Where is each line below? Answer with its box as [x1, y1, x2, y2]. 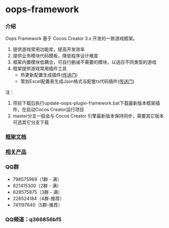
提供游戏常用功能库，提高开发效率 [12, 46, 85, 52]
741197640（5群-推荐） [12, 201, 63, 208]
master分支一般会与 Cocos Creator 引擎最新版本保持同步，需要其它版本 [12, 113, 164, 119]
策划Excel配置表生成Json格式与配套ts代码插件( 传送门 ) [20, 78, 135, 85]
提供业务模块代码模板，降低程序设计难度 [12, 53, 98, 59]
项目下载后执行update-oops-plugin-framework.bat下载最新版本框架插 [12, 100, 160, 106]
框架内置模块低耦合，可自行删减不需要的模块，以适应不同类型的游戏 [12, 59, 157, 65]
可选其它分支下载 [12, 119, 49, 126]
